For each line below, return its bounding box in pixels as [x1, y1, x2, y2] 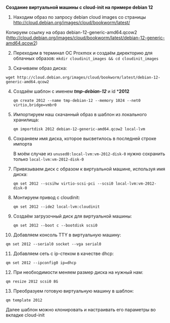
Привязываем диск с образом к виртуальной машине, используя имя [13, 166, 165, 172]
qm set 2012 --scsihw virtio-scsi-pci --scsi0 [13, 181, 114, 186]
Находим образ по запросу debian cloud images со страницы [13, 14, 146, 20]
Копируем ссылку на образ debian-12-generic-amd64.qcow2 [6, 29, 138, 35]
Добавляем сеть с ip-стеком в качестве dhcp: [13, 250, 114, 257]
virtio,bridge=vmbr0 [13, 102, 57, 107]
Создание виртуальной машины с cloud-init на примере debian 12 [6, 5, 153, 10]
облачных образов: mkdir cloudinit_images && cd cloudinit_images [13, 55, 159, 61]
